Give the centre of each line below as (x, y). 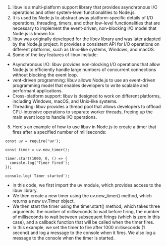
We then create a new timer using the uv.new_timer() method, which (82, 196)
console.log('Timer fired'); (40, 163)
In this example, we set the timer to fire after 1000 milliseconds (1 (79, 227)
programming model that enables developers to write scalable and (80, 85)
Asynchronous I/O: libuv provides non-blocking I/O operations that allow (86, 64)
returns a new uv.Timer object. (44, 201)
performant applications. (37, 91)
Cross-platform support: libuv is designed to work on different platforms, (86, 96)
